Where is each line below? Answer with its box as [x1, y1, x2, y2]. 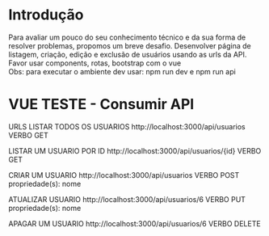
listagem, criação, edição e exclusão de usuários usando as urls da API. [8, 49, 247, 59]
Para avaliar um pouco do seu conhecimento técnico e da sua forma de [8, 32, 246, 42]
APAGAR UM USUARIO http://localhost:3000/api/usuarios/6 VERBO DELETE [8, 218, 261, 228]
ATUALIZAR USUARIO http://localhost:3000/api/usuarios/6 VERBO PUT [8, 194, 246, 204]
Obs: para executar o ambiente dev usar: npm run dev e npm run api [8, 66, 236, 76]
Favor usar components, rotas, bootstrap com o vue [8, 58, 182, 68]
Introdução [8, 6, 84, 24]
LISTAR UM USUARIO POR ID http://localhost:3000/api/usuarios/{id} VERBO [8, 145, 262, 155]
